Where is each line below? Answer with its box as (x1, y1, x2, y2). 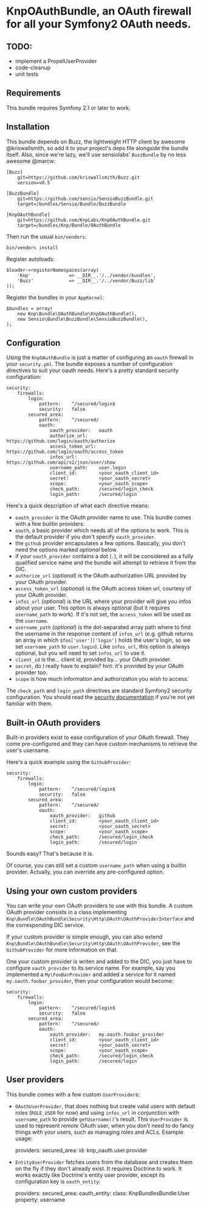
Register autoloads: (6, 255, 55, 263)
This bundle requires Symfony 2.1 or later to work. (6, 104, 131, 111)
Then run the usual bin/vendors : (6, 233, 87, 240)
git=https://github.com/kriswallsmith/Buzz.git (17, 174, 140, 181)
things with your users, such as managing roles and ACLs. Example (15, 1128, 184, 1135)
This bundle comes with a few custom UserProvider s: (6, 1090, 140, 1098)
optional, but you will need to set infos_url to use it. (15, 649, 146, 657)
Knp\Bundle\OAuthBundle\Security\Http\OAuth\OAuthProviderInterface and (6, 915, 194, 922)
